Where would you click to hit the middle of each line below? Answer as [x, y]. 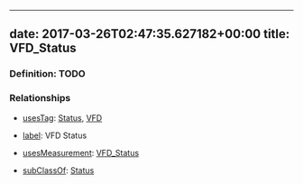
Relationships [40, 98]
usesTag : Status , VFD [62, 117]
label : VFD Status [55, 135]
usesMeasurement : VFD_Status [81, 152]
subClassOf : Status [58, 170]
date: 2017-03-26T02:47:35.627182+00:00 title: [150, 34]
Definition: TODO [47, 74]
